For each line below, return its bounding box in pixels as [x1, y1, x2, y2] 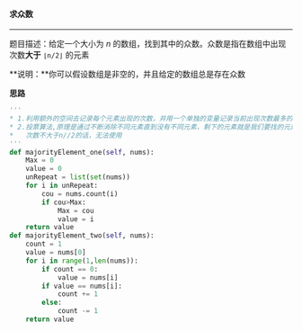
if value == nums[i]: [41, 282, 123, 291]
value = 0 [25, 165, 63, 174]
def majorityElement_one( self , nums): [9, 148, 155, 157]
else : [41, 298, 63, 308]
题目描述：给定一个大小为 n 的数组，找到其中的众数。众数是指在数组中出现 [9, 39, 287, 49]
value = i [57, 214, 94, 224]
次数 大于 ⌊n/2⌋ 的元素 [9, 49, 90, 60]
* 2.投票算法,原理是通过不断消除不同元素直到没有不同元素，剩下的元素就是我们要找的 [9, 122, 284, 131]
